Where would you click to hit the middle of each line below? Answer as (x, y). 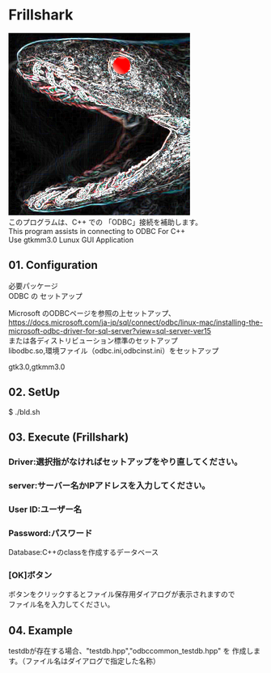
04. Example (40, 630)
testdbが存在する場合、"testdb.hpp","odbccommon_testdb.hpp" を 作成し (131, 651)
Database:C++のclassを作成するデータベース (84, 552)
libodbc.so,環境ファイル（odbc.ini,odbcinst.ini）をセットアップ (114, 351)
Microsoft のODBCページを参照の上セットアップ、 (92, 313)
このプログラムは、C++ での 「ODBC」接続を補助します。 (106, 222)
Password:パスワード (51, 533)
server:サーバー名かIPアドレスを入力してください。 (109, 485)
